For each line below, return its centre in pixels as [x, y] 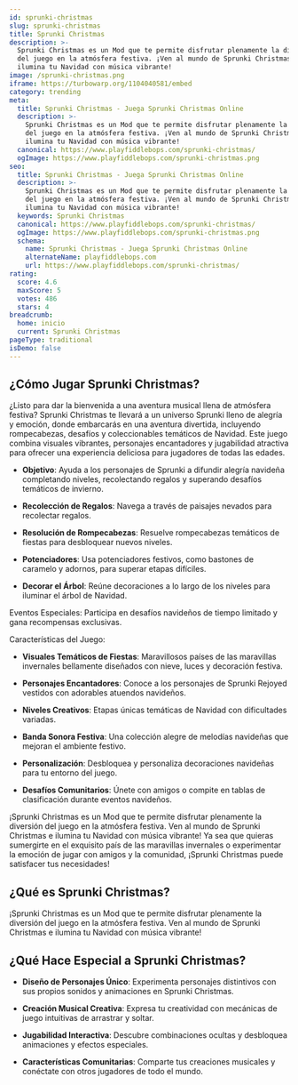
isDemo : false [35, 348]
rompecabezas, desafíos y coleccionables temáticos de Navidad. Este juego [149, 434]
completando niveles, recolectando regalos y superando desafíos [142, 479]
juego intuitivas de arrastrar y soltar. [88, 1018]
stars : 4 [33, 307]
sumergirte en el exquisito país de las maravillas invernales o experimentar [145, 845]
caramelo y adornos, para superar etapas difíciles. [114, 569]
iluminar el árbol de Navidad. [74, 596]
